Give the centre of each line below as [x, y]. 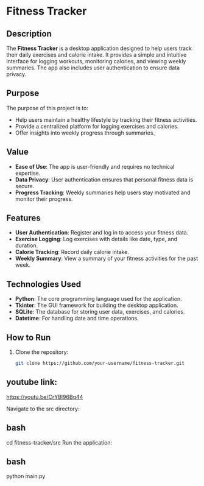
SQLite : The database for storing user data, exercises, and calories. [100, 312]
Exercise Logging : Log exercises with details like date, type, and [96, 239]
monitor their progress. [44, 199]
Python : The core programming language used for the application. [99, 299]
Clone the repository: [42, 352]
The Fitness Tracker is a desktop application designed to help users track [99, 48]
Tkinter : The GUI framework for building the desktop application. [97, 305]
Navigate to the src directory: [43, 409]
